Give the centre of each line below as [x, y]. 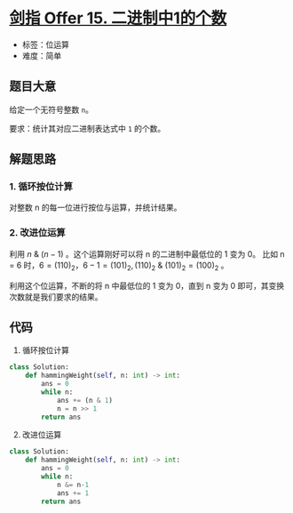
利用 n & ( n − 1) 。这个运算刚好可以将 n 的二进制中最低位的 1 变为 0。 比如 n [147, 253]
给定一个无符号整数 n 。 [51, 109]
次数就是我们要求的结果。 [56, 297]
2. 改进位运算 [37, 233]
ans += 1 [73, 493]
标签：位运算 [45, 44]
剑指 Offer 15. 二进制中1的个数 [118, 18]
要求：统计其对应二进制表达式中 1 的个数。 [87, 128]
